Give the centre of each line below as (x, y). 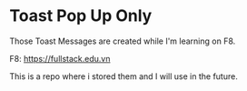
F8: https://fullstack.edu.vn (60, 58)
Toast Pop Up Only (81, 16)
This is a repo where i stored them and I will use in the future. (123, 76)
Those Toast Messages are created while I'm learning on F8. (123, 41)
